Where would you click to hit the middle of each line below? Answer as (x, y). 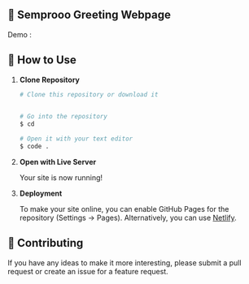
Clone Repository (50, 80)
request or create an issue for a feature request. (88, 271)
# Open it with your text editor (76, 139)
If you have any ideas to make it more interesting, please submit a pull (124, 262)
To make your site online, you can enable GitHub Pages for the (124, 209)
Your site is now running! (61, 177)
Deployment (41, 193)
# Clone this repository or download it (89, 94)
